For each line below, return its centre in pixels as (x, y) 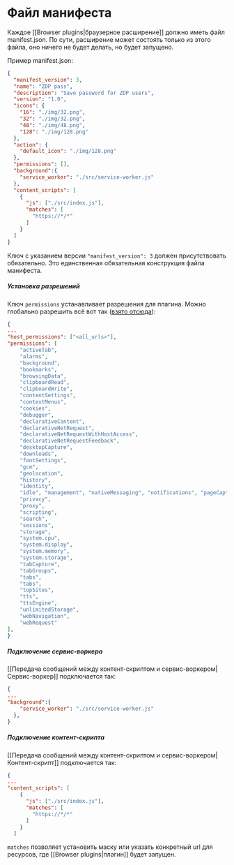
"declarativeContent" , (53, 421)
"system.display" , (46, 545)
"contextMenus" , (44, 402)
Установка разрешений (44, 286)
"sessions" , (37, 525)
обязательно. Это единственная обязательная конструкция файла (106, 263)
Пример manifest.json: (40, 60)
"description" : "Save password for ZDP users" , (84, 93)
